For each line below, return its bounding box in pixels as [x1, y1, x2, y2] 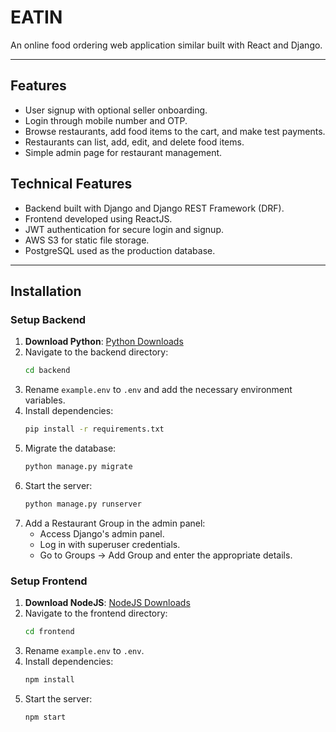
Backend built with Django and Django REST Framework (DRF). [24, 202, 285, 214]
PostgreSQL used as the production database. [24, 244, 216, 256]
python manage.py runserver [24, 499, 142, 509]
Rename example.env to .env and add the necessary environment [24, 384, 293, 396]
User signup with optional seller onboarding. [24, 104, 208, 116]
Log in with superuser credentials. [39, 538, 181, 550]
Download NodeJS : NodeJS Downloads [24, 597, 191, 609]
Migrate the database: [24, 442, 117, 454]
